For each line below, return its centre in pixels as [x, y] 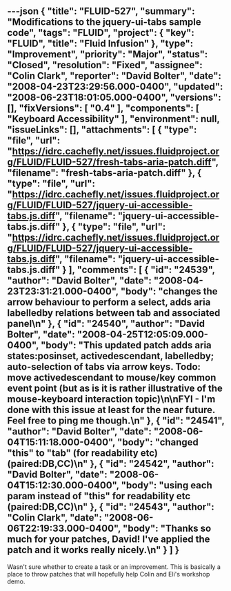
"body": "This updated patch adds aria [126, 345]
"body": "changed [158, 442]
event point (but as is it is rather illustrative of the [115, 389]
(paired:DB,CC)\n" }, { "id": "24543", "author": [111, 507]
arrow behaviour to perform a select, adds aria [109, 302]
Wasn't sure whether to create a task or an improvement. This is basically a [114, 567]
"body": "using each [167, 485]
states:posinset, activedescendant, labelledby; [111, 356]
